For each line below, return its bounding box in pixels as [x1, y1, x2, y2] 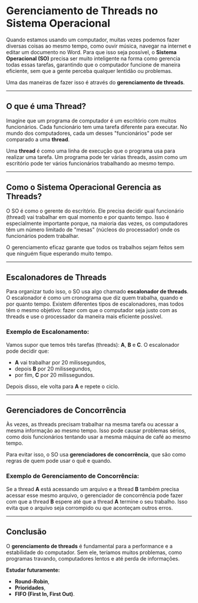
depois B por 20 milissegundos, [14, 365, 92, 372]
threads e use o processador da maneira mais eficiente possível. [6, 313, 163, 320]
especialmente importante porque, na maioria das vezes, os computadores [6, 220, 188, 227]
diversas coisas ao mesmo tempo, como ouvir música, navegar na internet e [6, 42, 192, 49]
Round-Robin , [14, 578, 50, 585]
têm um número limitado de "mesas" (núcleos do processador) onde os [6, 226, 180, 233]
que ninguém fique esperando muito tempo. [6, 250, 113, 257]
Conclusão [6, 527, 47, 537]
